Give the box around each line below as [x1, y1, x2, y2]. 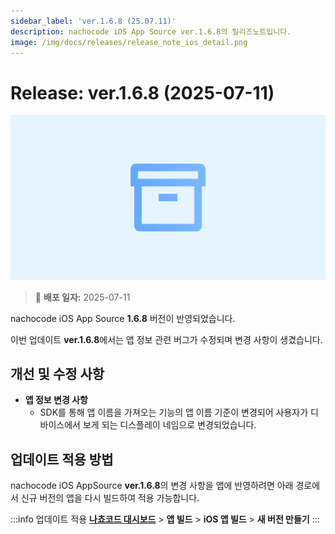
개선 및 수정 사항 [10, 366, 105, 383]
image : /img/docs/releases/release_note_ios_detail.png [10, 37, 248, 47]
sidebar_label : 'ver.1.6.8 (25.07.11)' [10, 16, 177, 26]
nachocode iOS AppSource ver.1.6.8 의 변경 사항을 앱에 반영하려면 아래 [10, 480, 294, 492]
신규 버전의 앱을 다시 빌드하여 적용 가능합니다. [20, 492, 200, 504]
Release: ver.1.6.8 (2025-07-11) [10, 81, 275, 104]
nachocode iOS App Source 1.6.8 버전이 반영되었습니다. [10, 312, 236, 324]
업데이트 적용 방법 [10, 451, 114, 468]
